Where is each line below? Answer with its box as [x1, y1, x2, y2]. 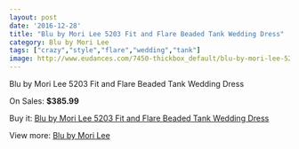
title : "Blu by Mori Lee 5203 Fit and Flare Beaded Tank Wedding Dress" [9, 29, 285, 38]
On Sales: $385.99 [9, 96, 80, 106]
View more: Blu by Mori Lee [9, 130, 111, 140]
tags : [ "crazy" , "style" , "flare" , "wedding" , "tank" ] [9, 46, 201, 55]
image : [9, 54, 34, 63]
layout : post [9, 12, 58, 22]
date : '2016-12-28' [9, 21, 82, 30]
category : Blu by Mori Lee [9, 37, 109, 47]
